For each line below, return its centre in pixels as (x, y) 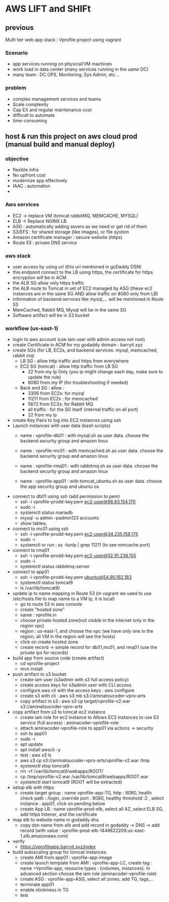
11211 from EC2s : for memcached (63, 399)
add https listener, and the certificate (58, 814)
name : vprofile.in (38, 615)
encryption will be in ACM (39, 277)
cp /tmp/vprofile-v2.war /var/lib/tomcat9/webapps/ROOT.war (84, 777)
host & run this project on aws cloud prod (71, 136)
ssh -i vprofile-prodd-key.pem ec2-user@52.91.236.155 (78, 556)
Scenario (16, 53)
